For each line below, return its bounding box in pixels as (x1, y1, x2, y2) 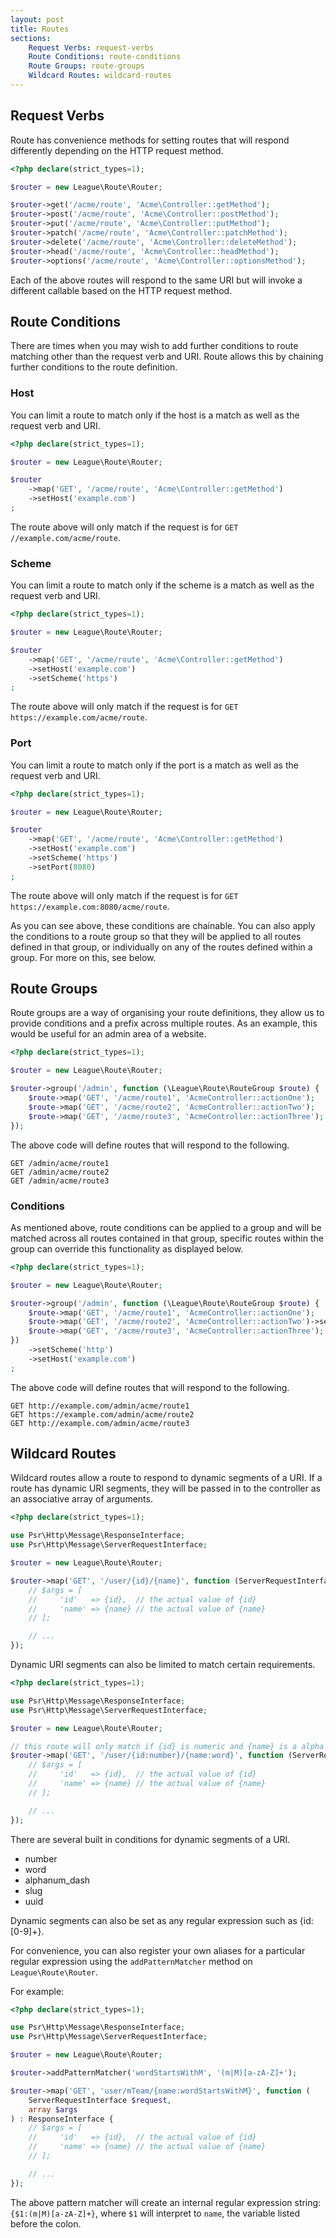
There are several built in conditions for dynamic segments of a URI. (10, 1833, 291, 1845)
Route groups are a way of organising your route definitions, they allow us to (10, 1007, 325, 1019)
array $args (28, 2104, 78, 2115)
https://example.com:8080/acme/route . (10, 900, 170, 912)
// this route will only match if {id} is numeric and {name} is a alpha (10, 1741, 325, 1751)
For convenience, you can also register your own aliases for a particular (10, 1944, 306, 1956)
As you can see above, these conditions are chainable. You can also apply (10, 919, 316, 931)
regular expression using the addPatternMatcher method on (10, 1955, 253, 1967)
